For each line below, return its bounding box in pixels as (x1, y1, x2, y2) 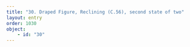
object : (6, 26, 26, 32)
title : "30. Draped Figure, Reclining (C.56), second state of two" (6, 9, 185, 15)
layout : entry (6, 15, 43, 21)
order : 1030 (6, 20, 37, 26)
